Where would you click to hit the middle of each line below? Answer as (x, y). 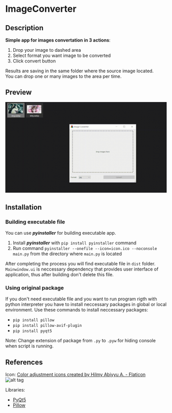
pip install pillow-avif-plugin (47, 326)
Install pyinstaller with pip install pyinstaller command (74, 243)
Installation (24, 207)
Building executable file (35, 222)
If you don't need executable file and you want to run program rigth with (81, 299)
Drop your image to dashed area (47, 50)
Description (24, 28)
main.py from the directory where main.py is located (67, 254)
